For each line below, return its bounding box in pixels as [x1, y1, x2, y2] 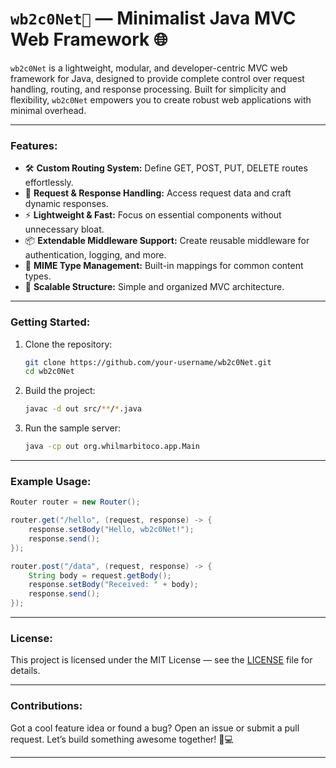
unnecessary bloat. [24, 223, 105, 236]
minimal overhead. [10, 104, 87, 116]
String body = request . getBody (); [28, 570, 172, 581]
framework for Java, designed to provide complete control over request [10, 72, 305, 84]
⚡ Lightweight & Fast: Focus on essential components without [24, 209, 282, 221]
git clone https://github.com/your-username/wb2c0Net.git [24, 357, 272, 367]
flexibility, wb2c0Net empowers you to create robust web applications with [10, 93, 312, 106]
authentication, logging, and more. [24, 249, 167, 261]
